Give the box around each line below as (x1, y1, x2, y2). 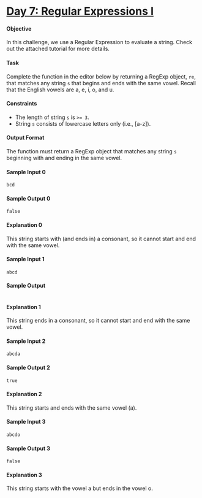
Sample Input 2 (6, 337, 46, 345)
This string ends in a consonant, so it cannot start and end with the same (6, 317, 190, 324)
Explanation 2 (6, 391, 42, 398)
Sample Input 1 (6, 256, 45, 263)
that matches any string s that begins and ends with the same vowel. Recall (6, 79, 196, 86)
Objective (6, 25, 32, 32)
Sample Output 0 (6, 194, 51, 202)
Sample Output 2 (6, 364, 50, 372)
